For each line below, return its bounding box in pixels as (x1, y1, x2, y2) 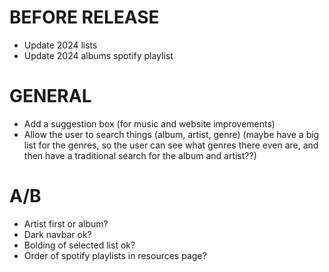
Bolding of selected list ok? (23, 239, 136, 251)
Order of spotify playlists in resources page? (23, 249, 207, 261)
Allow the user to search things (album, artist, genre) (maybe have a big (23, 128, 320, 140)
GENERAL (9, 85, 92, 108)
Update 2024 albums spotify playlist (23, 49, 174, 61)
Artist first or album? (23, 217, 109, 230)
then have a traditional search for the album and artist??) (23, 149, 257, 161)
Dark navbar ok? (23, 228, 92, 240)
